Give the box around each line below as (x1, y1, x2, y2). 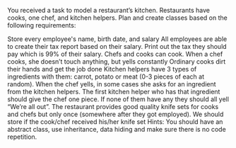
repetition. (7, 132, 37, 141)
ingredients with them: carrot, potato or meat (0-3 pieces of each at (7, 72, 205, 81)
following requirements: (7, 21, 76, 29)
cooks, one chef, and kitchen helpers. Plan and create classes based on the (7, 13, 228, 22)
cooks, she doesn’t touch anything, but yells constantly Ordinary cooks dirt (7, 57, 226, 66)
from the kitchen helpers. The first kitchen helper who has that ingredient (7, 88, 220, 96)
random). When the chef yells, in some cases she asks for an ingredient (7, 80, 217, 88)
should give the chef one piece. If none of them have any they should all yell (7, 95, 230, 103)
